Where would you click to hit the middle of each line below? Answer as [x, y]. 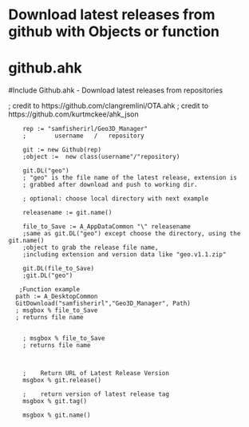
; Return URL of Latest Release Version [96, 374]
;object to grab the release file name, [91, 248]
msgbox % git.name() [57, 415]
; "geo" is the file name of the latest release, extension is [130, 178]
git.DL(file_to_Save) [58, 269]
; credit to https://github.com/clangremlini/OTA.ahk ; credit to [109, 106]
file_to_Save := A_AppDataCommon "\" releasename [107, 227]
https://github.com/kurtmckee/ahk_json [73, 114]
